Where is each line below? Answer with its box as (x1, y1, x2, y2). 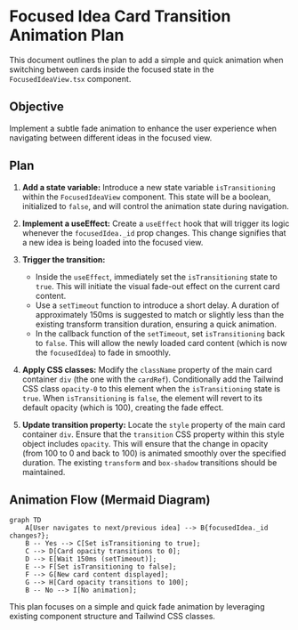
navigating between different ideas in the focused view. (9, 132, 213, 143)
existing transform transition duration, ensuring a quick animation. (35, 319, 278, 329)
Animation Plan (9, 25, 125, 45)
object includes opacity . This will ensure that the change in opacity (21, 438, 269, 448)
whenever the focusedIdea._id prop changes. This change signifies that (21, 227, 286, 238)
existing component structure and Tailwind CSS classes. (9, 611, 216, 622)
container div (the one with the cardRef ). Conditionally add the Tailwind (21, 374, 284, 384)
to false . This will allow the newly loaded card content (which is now (35, 337, 287, 348)
